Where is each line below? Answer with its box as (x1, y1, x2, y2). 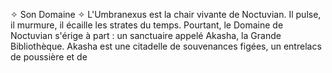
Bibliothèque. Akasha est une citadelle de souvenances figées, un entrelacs (10, 40, 322, 52)
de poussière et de (10, 51, 88, 63)
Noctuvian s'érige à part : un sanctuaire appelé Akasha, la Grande (10, 30, 282, 41)
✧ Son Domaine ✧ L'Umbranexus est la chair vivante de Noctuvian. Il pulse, (10, 9, 322, 20)
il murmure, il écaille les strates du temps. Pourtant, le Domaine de (10, 19, 284, 31)
